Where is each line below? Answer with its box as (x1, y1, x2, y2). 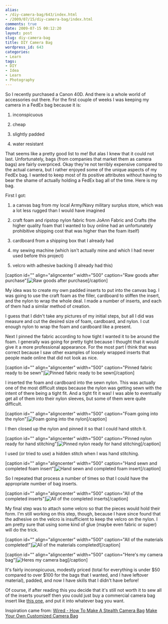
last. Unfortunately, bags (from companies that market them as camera (5, 156, 152, 162)
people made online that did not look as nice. (5, 355, 98, 361)
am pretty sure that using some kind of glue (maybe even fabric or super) (5, 521, 157, 528)
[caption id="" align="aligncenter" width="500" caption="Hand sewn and (5, 460, 157, 466)
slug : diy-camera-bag (5, 36, 51, 41)
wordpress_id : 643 (5, 45, 44, 50)
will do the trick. (5, 527, 39, 533)
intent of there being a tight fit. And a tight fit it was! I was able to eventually (5, 390, 161, 396)
